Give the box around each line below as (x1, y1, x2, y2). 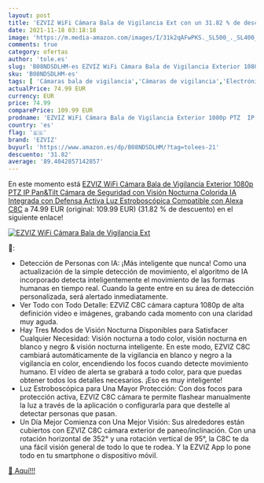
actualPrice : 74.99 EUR (8, 84, 86, 93)
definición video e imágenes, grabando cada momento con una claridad (19, 308, 253, 319)
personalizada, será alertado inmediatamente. (19, 292, 169, 301)
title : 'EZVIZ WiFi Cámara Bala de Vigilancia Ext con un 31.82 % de (8, 19, 241, 27)
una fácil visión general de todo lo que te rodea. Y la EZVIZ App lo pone (19, 442, 251, 452)
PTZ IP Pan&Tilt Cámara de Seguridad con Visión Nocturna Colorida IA (8, 188, 237, 197)
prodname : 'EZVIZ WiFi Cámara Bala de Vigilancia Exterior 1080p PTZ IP (8, 114, 255, 122)
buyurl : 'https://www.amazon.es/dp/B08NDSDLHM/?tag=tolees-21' (8, 143, 220, 151)
